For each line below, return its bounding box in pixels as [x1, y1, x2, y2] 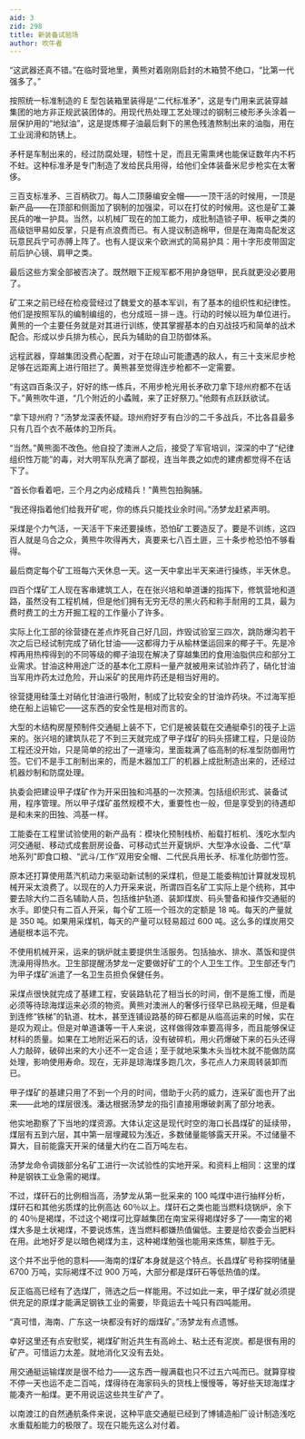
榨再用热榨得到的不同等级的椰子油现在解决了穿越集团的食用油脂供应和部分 [9, 649, 288, 660]
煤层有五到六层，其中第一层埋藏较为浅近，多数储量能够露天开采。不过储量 [9, 1129, 288, 1140]
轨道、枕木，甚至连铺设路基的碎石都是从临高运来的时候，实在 [64, 1011, 295, 1022]
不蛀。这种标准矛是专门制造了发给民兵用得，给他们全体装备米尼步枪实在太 [9, 160, 288, 171]
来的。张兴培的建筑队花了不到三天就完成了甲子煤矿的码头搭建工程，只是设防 [9, 733, 296, 744]
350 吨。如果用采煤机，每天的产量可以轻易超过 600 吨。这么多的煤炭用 [19, 916, 287, 927]
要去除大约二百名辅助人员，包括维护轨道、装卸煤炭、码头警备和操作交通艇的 [9, 893, 296, 904]
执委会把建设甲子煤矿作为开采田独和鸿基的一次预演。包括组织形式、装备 [9, 786, 280, 797]
